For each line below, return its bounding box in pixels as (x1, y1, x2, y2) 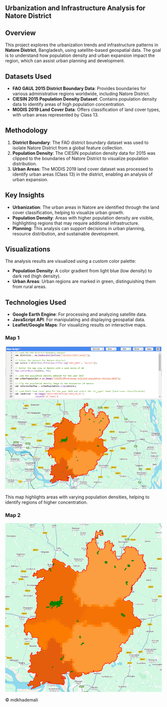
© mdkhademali (5, 697, 38, 703)
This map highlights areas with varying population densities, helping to (5, 494, 150, 500)
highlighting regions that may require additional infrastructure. (12, 220, 140, 226)
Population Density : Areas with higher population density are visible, (12, 215, 154, 221)
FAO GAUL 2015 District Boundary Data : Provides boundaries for (12, 86, 147, 92)
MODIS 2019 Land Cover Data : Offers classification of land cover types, (12, 107, 161, 113)
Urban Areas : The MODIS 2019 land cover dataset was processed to (12, 166, 153, 172)
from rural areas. (12, 284, 47, 290)
